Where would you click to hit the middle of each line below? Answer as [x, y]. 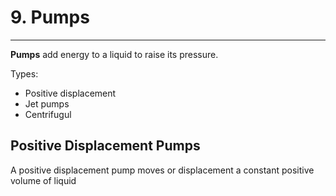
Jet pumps [47, 103]
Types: [24, 73]
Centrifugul [48, 114]
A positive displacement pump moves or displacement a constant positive [162, 170]
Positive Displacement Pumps [105, 146]
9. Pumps [50, 17]
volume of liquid [43, 180]
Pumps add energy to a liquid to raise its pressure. [114, 54]
